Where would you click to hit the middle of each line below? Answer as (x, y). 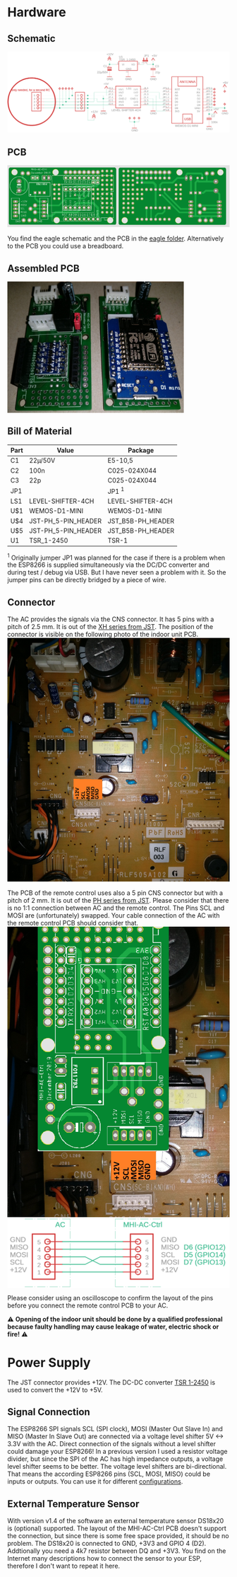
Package (141, 451)
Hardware (37, 12)
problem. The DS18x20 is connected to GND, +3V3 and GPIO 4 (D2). (107, 1544)
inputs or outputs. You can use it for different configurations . (95, 1481)
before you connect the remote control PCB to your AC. (88, 1305)
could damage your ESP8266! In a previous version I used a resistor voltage (117, 1452)
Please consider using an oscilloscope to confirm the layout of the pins (110, 1298)
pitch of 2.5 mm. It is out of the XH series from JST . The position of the (110, 627)
